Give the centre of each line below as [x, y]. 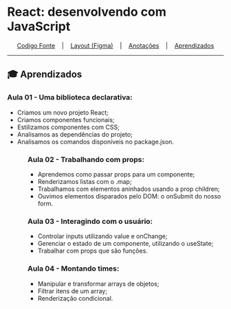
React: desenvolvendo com [87, 12]
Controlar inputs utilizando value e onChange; [102, 236]
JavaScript [39, 26]
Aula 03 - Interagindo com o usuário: [90, 221]
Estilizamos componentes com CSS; [68, 127]
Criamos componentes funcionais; [66, 119]
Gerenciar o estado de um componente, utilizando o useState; [125, 244]
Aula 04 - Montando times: [73, 268]
